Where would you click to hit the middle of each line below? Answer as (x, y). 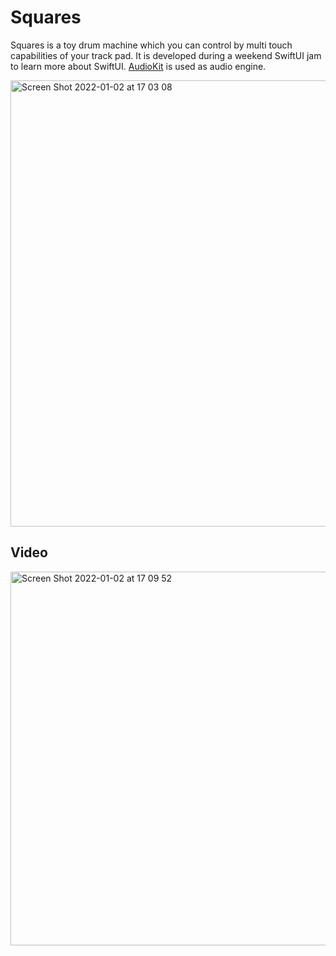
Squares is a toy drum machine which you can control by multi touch (151, 45)
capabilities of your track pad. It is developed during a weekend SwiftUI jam (166, 55)
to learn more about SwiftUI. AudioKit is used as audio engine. (138, 66)
